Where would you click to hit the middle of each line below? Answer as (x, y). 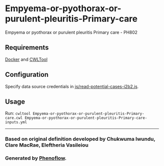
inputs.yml (16, 122)
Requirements (27, 47)
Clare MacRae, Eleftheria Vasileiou (47, 145)
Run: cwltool (18, 113)
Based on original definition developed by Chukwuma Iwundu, (80, 139)
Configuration (27, 75)
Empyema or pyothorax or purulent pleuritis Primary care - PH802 (71, 32)
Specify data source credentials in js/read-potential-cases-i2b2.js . (72, 86)
